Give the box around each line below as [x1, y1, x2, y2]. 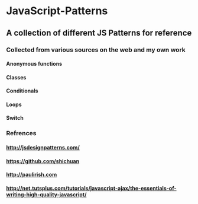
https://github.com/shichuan [6, 157, 80, 164]
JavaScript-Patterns [6, 4, 108, 18]
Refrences [6, 129, 37, 138]
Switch [6, 114, 24, 122]
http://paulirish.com [6, 171, 57, 179]
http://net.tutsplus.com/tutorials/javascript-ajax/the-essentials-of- [6, 184, 177, 192]
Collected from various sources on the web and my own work [6, 46, 186, 54]
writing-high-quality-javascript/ [6, 191, 87, 198]
